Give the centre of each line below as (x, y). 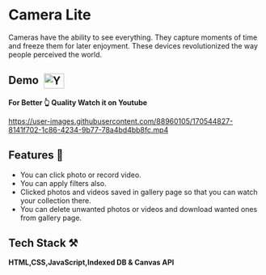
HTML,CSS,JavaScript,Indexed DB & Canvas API (91, 262)
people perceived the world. (55, 54)
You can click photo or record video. (80, 175)
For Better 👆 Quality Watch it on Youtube (78, 102)
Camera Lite (50, 15)
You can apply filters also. (63, 183)
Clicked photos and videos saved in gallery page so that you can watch (139, 192)
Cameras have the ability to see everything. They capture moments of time (133, 37)
